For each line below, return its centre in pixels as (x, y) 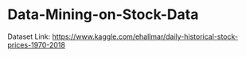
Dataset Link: (29, 36)
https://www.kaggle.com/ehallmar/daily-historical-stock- (145, 36)
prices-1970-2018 (36, 44)
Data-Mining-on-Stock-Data (103, 15)
